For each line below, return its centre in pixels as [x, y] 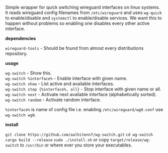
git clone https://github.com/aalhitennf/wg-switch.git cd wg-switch [79, 135]
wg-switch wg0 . [21, 115]
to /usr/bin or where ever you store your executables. [76, 145]
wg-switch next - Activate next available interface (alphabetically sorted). [81, 94]
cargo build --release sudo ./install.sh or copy [57, 140]
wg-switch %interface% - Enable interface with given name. [66, 78]
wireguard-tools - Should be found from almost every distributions [74, 48]
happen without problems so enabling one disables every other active [77, 23]
